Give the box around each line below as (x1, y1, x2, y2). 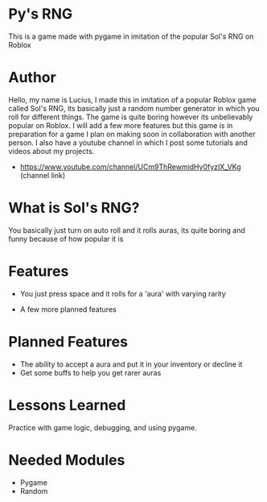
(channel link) (19, 170, 66, 180)
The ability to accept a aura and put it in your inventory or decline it (19, 359, 243, 369)
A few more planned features (19, 304, 117, 314)
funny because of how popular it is (8, 234, 124, 243)
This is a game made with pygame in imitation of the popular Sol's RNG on (8, 31, 254, 41)
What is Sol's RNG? (8, 199, 140, 218)
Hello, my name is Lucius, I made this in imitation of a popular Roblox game (8, 94, 257, 105)
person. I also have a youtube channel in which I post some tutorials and (8, 138, 248, 147)
